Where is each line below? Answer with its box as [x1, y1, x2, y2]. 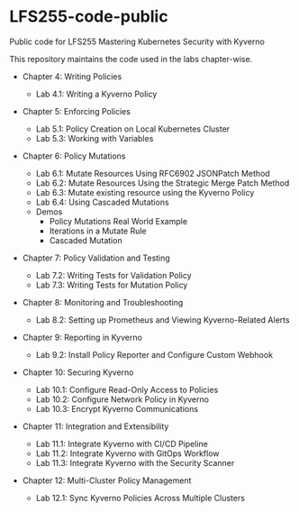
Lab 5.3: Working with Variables [35, 133, 154, 143]
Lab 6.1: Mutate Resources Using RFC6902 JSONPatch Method [35, 168, 270, 178]
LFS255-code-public [9, 6, 168, 27]
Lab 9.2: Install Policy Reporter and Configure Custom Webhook [35, 349, 273, 360]
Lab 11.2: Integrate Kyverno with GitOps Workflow [35, 448, 220, 459]
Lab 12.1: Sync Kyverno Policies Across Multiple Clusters [35, 492, 246, 503]
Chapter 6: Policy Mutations [22, 151, 126, 161]
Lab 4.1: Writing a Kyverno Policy [35, 88, 158, 99]
